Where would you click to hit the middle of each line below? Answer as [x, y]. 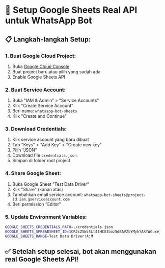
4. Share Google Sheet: [33, 173]
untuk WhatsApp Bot [49, 20]
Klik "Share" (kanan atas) [38, 189]
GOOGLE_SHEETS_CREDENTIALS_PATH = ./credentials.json [59, 227]
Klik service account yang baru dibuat [51, 139]
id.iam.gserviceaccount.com [41, 199]
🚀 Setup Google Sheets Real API [71, 10]
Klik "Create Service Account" [43, 106]
